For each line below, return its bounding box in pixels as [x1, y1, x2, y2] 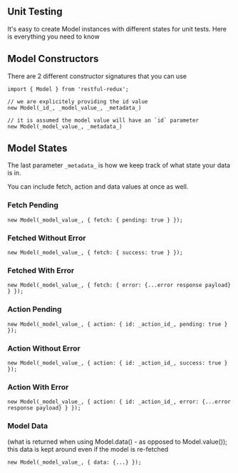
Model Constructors [7, 53, 99, 65]
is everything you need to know [7, 32, 100, 41]
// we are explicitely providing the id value [7, 98, 148, 105]
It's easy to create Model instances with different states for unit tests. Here [7, 24, 227, 33]
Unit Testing [7, 6, 63, 18]
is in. [7, 169, 21, 177]
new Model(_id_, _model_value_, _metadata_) [7, 104, 142, 111]
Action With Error [7, 382, 69, 392]
